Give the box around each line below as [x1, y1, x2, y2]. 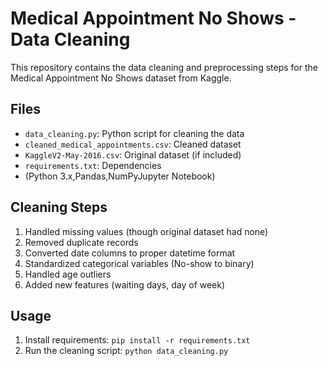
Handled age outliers [24, 268, 112, 280]
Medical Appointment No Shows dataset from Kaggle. [10, 72, 232, 84]
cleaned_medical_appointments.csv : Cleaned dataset [24, 138, 242, 150]
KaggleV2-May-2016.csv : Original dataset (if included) [24, 148, 242, 161]
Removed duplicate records [24, 236, 139, 248]
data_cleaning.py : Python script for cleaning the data [24, 127, 245, 139]
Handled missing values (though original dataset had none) [24, 225, 269, 237]
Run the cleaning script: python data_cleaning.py [24, 345, 229, 357]
